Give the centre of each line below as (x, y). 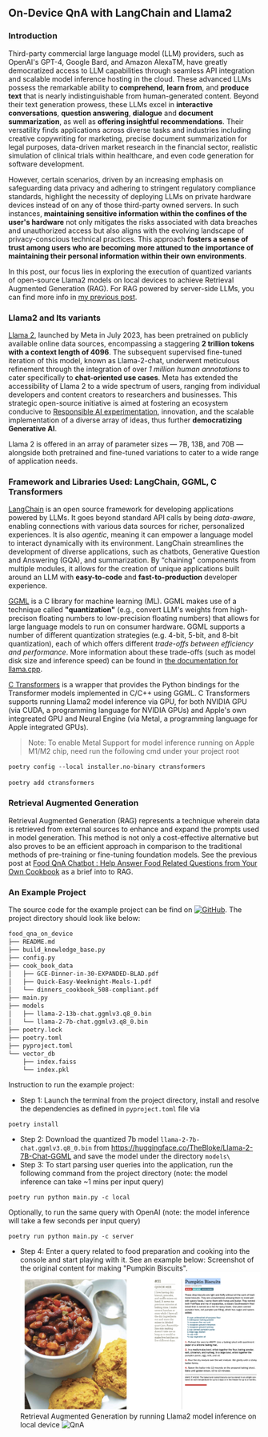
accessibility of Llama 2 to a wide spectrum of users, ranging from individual (134, 386)
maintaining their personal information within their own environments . (127, 256)
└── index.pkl (46, 1070)
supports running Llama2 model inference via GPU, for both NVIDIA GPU (128, 702)
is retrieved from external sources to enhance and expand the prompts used (134, 829)
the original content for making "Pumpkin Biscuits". (104, 1268)
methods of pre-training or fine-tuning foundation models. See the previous (133, 855)
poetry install (34, 1124)
